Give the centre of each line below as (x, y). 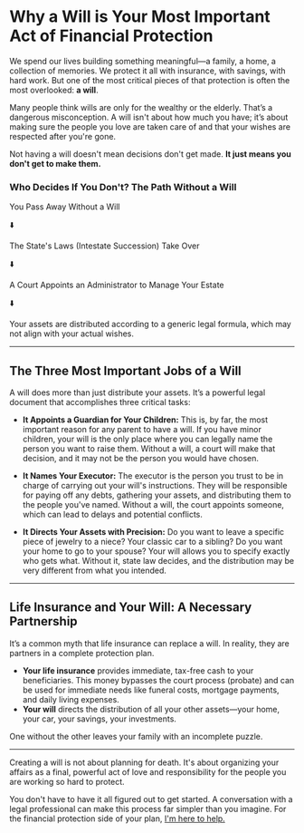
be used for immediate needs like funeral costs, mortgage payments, (151, 690)
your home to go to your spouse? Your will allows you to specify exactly (156, 551)
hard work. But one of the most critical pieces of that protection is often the (150, 80)
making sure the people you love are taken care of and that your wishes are (150, 126)
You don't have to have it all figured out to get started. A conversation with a (151, 799)
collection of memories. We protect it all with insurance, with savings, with (148, 71)
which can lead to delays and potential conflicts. (113, 515)
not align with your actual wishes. (71, 334)
